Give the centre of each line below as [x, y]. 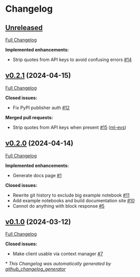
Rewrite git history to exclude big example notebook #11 [71, 195]
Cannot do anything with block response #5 [59, 206]
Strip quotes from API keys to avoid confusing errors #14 [72, 60]
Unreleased [24, 28]
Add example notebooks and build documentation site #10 [74, 200]
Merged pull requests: [29, 117]
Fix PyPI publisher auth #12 [41, 107]
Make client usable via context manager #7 [58, 254]
